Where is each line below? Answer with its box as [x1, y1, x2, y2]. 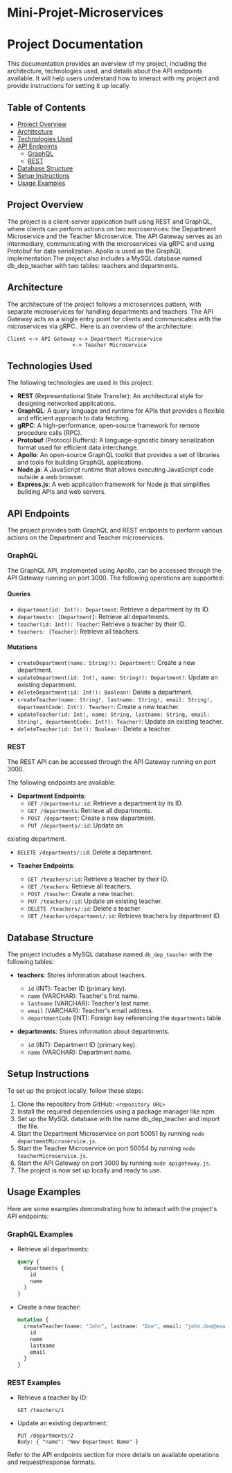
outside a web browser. [17, 473, 84, 481]
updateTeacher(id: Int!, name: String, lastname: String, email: [17, 711, 210, 718]
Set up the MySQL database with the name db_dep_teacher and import [17, 1114, 220, 1123]
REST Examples [7, 1378, 61, 1388]
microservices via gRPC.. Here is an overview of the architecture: [7, 322, 193, 330]
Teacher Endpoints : [17, 862, 75, 870]
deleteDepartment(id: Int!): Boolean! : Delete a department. [17, 688, 193, 696]
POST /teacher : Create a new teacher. [27, 890, 135, 898]
